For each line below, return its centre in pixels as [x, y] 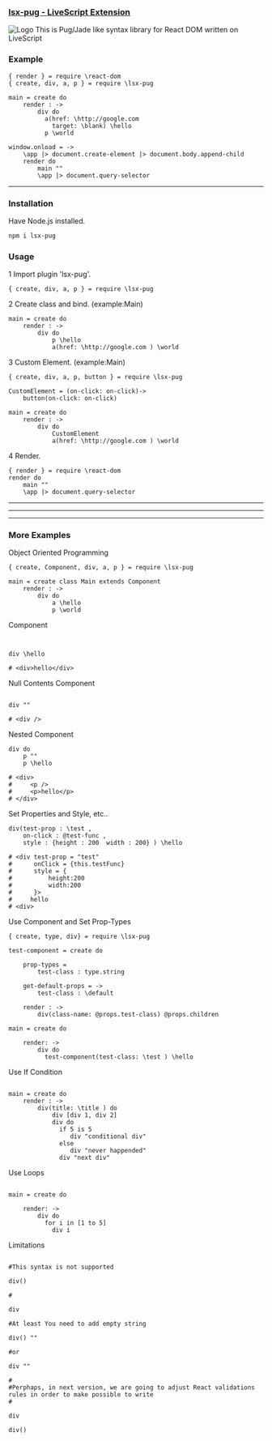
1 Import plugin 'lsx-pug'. [50, 275]
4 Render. [25, 456]
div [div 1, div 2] [84, 1115]
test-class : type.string [81, 972]
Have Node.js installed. [47, 220]
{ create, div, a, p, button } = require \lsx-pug [96, 377]
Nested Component [41, 735]
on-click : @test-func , [65, 836]
